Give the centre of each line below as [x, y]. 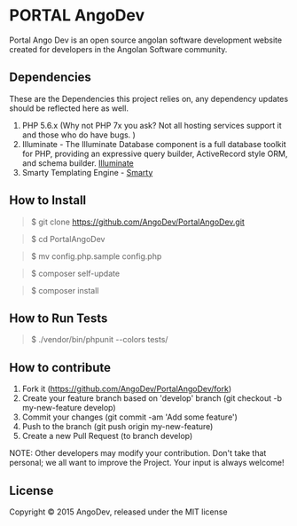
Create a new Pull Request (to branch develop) [107, 436]
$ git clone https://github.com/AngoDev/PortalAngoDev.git [138, 222]
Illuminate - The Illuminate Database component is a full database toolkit [154, 144]
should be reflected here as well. [69, 108]
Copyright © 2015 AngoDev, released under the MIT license [118, 512]
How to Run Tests [59, 318]
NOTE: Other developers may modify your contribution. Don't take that [138, 453]
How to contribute [60, 368]
